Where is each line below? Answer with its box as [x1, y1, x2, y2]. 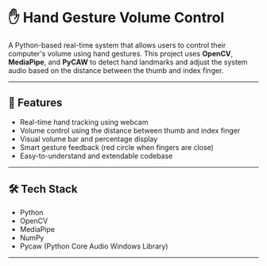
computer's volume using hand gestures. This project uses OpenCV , [8, 48, 234, 58]
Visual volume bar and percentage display [19, 134, 158, 144]
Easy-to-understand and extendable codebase [19, 151, 173, 160]
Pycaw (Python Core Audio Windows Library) [19, 241, 168, 251]
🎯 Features [8, 96, 63, 110]
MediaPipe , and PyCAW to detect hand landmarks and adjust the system [8, 57, 248, 67]
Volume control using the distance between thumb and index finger [19, 125, 241, 135]
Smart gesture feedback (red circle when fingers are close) [19, 142, 215, 152]
